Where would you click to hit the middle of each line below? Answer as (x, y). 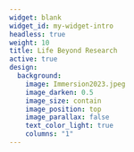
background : (40, 76)
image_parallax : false (67, 117)
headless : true (38, 34)
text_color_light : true (70, 126)
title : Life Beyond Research (63, 51)
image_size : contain (63, 101)
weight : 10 (29, 42)
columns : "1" (50, 134)
